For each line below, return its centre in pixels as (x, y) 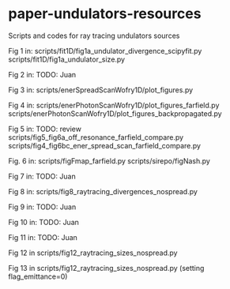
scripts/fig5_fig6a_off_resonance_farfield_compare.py (96, 137)
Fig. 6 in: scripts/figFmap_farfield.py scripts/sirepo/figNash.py (109, 161)
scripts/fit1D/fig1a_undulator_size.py (66, 59)
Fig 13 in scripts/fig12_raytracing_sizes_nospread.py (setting (106, 268)
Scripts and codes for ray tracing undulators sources (94, 36)
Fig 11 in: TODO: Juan (43, 237)
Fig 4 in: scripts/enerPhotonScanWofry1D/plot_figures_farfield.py (114, 105)
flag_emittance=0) (38, 276)
